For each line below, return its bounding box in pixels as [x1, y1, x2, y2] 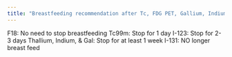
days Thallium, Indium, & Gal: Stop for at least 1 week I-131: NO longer [12, 36, 211, 45]
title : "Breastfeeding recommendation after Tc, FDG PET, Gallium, [7, 10, 206, 17]
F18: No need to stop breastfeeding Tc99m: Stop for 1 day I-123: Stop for [7, 29, 214, 37]
